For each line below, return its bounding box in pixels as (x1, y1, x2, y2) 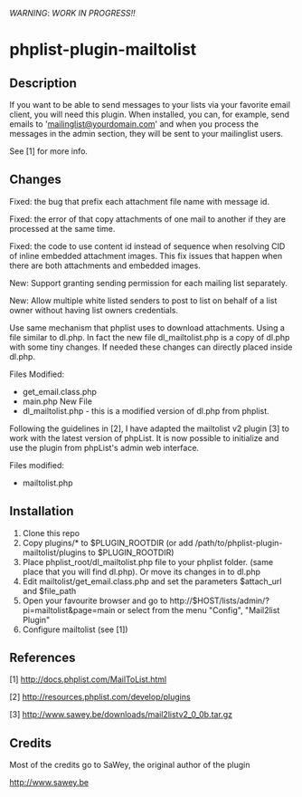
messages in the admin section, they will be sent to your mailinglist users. (9, 129, 283, 139)
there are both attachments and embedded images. (9, 260, 201, 271)
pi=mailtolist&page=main (22, 604, 116, 615)
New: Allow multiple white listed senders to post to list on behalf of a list (9, 294, 278, 306)
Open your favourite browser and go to (22, 595, 168, 606)
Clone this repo (22, 527, 80, 538)
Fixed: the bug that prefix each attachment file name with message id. (9, 196, 269, 206)
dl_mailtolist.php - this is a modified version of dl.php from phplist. (22, 405, 269, 416)
